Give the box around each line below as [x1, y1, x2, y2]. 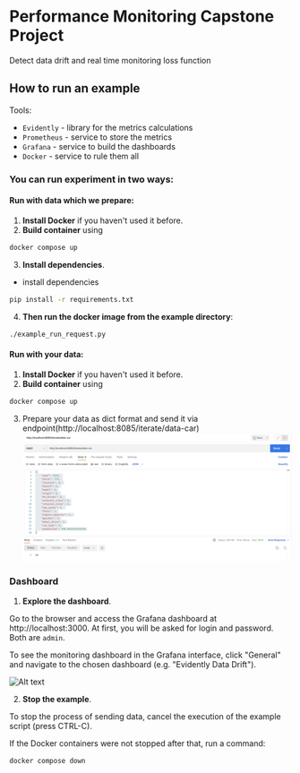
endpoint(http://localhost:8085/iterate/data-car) [21, 423, 200, 434]
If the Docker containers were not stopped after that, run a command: [9, 737, 266, 749]
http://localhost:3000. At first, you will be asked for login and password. [9, 623, 274, 633]
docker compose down [9, 756, 87, 765]
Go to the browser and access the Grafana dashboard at [9, 613, 218, 623]
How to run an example [9, 81, 141, 96]
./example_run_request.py [9, 330, 106, 339]
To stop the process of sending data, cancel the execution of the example [9, 710, 281, 722]
